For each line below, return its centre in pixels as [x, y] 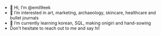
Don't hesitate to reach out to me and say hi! [55, 28]
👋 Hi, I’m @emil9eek [30, 8]
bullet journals [24, 18]
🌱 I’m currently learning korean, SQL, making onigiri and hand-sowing [80, 23]
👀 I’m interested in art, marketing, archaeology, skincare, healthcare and [83, 13]
